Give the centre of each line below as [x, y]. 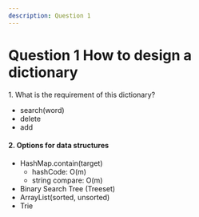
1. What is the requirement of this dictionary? [82, 94]
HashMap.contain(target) [61, 163]
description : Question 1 [50, 16]
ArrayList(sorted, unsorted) [65, 197]
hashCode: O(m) [59, 171]
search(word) [42, 110]
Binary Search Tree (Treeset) [68, 188]
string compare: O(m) [67, 180]
